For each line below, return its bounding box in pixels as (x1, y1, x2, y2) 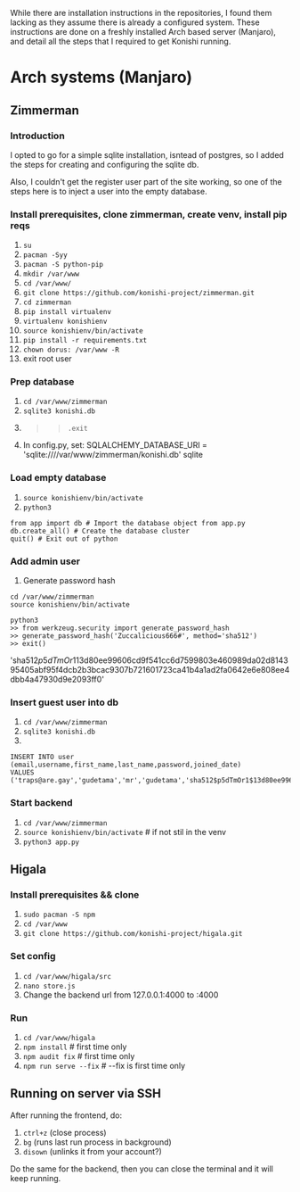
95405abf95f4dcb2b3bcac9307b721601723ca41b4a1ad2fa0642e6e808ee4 (10, 665, 290, 675)
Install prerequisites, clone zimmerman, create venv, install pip (10, 208, 288, 220)
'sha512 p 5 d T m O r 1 (10, 655, 77, 666)
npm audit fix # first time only (22, 1050, 135, 1061)
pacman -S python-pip (22, 261, 103, 269)
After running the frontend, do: (10, 1110, 123, 1121)
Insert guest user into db (10, 696, 119, 708)
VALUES (10, 768, 35, 777)
